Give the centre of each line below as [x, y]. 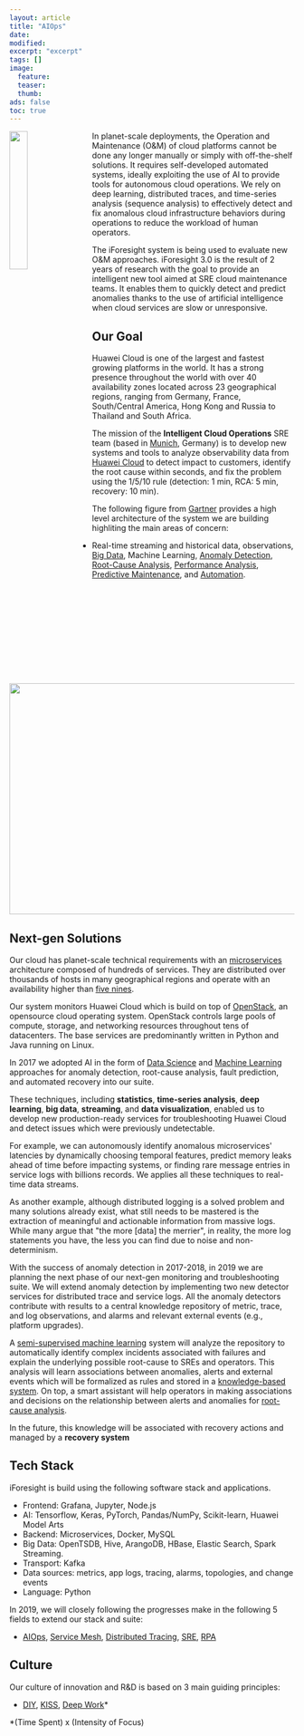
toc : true [28, 111]
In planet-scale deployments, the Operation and [180, 136]
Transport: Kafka [54, 1563]
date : [19, 34]
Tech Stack [42, 1466]
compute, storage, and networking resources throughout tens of [129, 1026]
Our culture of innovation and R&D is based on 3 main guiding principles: [145, 1687]
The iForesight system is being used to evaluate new [190, 250]
